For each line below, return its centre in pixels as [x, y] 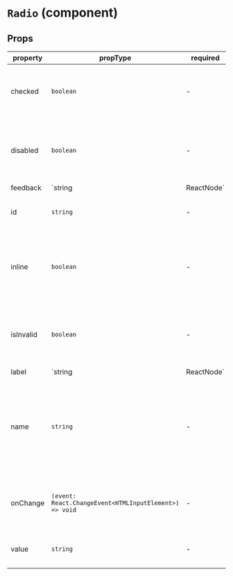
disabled [25, 150]
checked [25, 91]
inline [19, 267]
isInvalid [24, 335]
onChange [28, 503]
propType [115, 58]
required [205, 58]
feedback [26, 188]
